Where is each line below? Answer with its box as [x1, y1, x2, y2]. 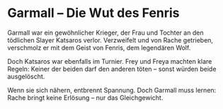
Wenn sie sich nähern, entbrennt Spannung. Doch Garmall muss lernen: [7, 86, 217, 94]
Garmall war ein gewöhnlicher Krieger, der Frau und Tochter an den [7, 28, 204, 37]
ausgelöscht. [7, 72, 45, 81]
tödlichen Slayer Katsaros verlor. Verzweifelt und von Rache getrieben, [7, 35, 214, 44]
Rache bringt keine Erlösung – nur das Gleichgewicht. [7, 93, 164, 102]
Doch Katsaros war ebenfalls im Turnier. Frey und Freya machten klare [7, 57, 212, 65]
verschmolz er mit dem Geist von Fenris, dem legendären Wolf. [7, 43, 191, 52]
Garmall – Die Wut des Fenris [7, 5, 180, 21]
